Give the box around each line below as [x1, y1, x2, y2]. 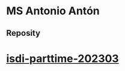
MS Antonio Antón [6, 4, 100, 18]
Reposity [6, 28, 41, 38]
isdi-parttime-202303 [6, 52, 119, 65]
